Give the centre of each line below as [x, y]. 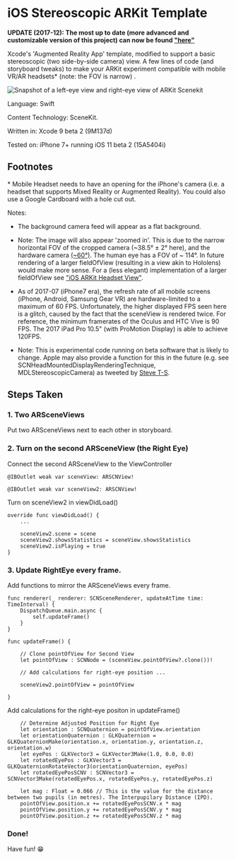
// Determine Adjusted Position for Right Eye [90, 723]
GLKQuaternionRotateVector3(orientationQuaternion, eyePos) [98, 767]
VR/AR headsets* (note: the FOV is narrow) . [72, 76]
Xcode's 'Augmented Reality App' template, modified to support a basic [111, 54]
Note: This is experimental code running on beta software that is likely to [123, 350]
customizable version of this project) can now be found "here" [101, 40]
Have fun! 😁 [26, 849]
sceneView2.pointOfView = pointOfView [77, 685]
